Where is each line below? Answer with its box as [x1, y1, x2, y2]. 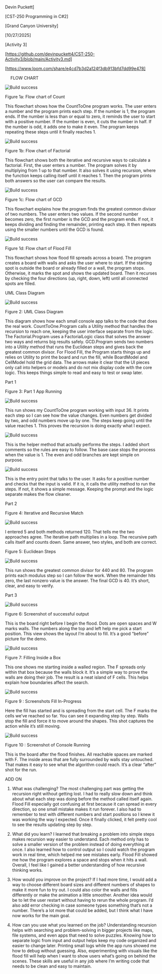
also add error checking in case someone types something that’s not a [12, 902, 152, 908]
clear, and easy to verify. [5, 583, 54, 588]
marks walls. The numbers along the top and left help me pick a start [5, 626, 142, 631]
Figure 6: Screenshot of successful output [5, 611, 89, 617]
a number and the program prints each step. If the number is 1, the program [5, 109, 156, 114]
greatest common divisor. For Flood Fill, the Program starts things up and [5, 349, 151, 355]
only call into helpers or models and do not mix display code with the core [5, 365, 152, 370]
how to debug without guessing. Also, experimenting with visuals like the [12, 948, 158, 954]
